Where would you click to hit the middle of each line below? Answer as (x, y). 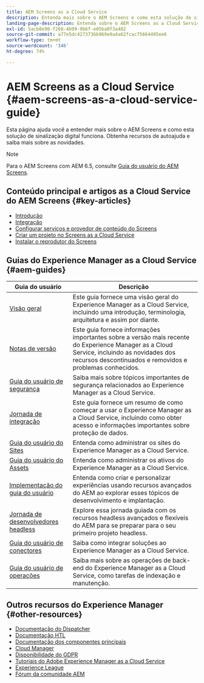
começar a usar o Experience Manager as (132, 410)
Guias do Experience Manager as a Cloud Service (102, 260)
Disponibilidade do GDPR (46, 655)
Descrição (133, 287)
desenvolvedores (34, 522)
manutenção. (91, 583)
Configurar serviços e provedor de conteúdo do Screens (86, 228)
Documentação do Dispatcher (53, 629)
